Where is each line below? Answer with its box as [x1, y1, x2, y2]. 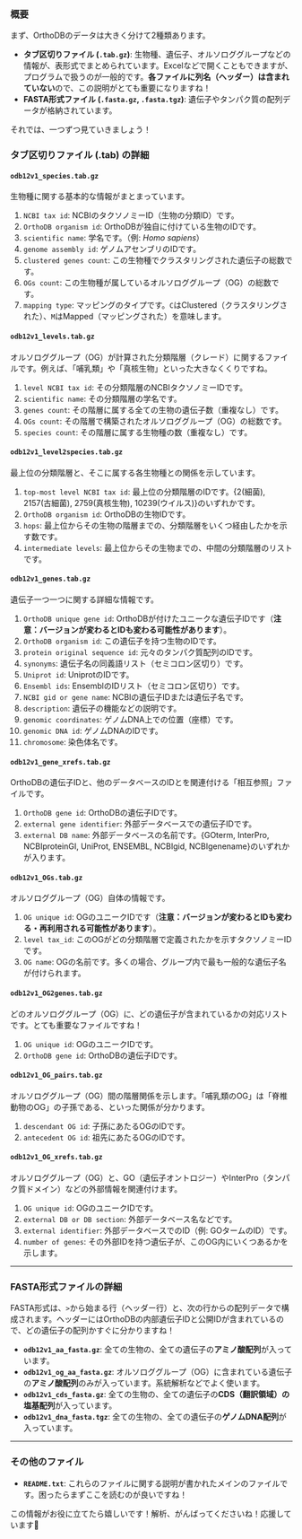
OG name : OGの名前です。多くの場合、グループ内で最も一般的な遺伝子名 [22, 957, 287, 967]
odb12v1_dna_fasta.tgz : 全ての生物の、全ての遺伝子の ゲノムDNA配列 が [22, 1412, 287, 1422]
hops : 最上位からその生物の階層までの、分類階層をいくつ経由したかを [22, 520, 280, 530]
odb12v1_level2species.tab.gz [10, 448, 124, 457]
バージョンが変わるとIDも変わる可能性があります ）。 [39, 625, 232, 635]
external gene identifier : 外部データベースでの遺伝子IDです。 [22, 818, 257, 829]
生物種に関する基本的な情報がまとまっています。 [10, 191, 190, 202]
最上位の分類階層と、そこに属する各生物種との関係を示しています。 [10, 467, 261, 477]
